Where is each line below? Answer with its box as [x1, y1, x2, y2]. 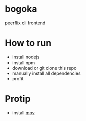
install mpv [12, 109, 35, 116]
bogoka [5, 3, 37, 15]
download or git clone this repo [12, 65, 77, 71]
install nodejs [12, 54, 40, 60]
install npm [12, 59, 35, 66]
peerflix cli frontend [5, 20, 46, 26]
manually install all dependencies [12, 70, 81, 76]
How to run [5, 37, 52, 49]
